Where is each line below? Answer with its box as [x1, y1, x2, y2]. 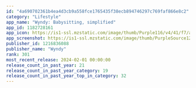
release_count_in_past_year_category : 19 [6, 68, 108, 74]
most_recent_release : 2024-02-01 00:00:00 [6, 57, 111, 63]
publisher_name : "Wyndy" [6, 46, 66, 52]
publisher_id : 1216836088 [6, 41, 69, 47]
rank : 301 [6, 52, 30, 57]
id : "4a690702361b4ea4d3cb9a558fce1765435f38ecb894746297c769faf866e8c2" [6, 8, 190, 14]
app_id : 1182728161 [6, 24, 54, 31]
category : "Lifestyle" [6, 14, 61, 20]
